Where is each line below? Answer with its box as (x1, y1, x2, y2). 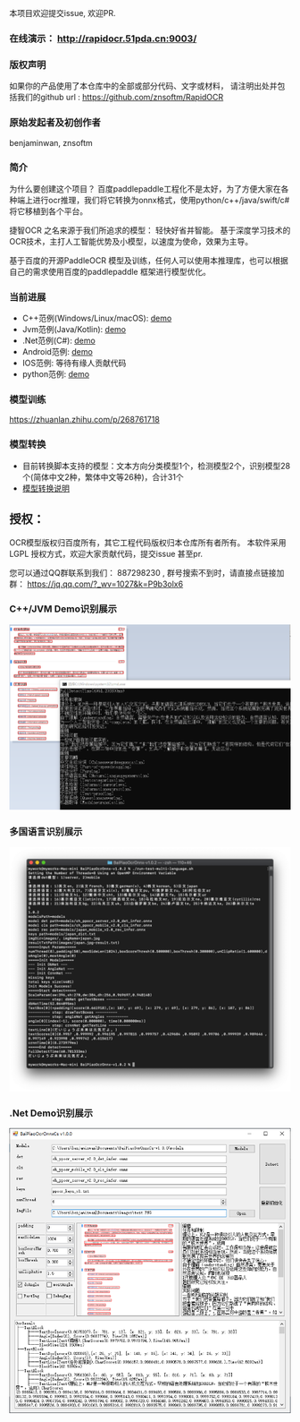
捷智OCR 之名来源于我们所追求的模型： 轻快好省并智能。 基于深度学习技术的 (9, 225, 291, 236)
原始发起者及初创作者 (9, 116, 101, 129)
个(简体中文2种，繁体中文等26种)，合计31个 (21, 471, 185, 482)
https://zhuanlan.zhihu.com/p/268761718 (9, 415, 161, 425)
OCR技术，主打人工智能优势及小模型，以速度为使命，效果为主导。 (9, 236, 253, 246)
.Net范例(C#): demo (21, 335, 96, 347)
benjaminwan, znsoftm (9, 137, 94, 148)
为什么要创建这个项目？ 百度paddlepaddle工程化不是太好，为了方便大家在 (9, 183, 281, 194)
